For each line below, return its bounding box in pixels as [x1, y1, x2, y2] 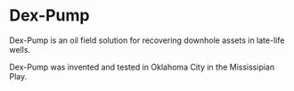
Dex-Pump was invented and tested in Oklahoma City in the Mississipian [9, 62, 274, 72]
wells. [9, 44, 31, 54]
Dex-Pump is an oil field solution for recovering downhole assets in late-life [9, 35, 285, 45]
